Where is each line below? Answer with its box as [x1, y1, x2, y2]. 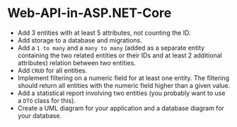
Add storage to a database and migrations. [17, 35, 143, 44]
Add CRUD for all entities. [17, 66, 88, 74]
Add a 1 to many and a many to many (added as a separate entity [17, 43, 205, 52]
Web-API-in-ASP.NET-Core [7, 5, 172, 21]
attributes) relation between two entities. [17, 58, 137, 67]
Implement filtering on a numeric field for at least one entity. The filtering [17, 73, 230, 82]
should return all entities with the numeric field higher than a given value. [17, 81, 231, 89]
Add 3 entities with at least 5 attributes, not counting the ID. [17, 28, 191, 37]
